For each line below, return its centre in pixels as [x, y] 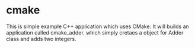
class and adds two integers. [41, 39]
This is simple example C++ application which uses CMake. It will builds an [98, 26]
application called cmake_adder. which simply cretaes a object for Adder [95, 32]
